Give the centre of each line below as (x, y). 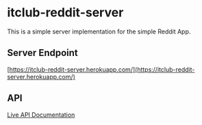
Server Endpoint (43, 53)
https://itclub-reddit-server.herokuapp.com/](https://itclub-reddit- (102, 69)
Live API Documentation (41, 115)
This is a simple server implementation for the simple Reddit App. (99, 31)
